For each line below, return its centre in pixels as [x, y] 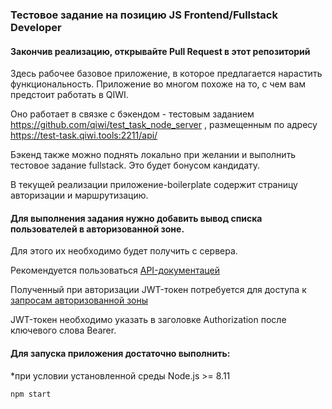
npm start [31, 394]
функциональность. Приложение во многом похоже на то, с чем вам [158, 84]
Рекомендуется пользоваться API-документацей [115, 270]
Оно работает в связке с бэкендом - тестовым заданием [132, 114]
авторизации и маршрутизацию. [79, 195]
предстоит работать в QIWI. [69, 95]
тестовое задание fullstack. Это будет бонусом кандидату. [135, 165]
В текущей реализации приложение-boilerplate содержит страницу [154, 185]
